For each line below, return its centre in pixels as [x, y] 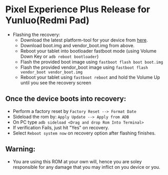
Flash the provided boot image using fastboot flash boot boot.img [92, 62]
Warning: [20, 149]
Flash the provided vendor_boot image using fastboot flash [84, 67]
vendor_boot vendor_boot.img [51, 72]
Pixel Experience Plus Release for [78, 9]
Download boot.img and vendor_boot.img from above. [77, 45]
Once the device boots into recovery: [66, 99]
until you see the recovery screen [56, 83]
